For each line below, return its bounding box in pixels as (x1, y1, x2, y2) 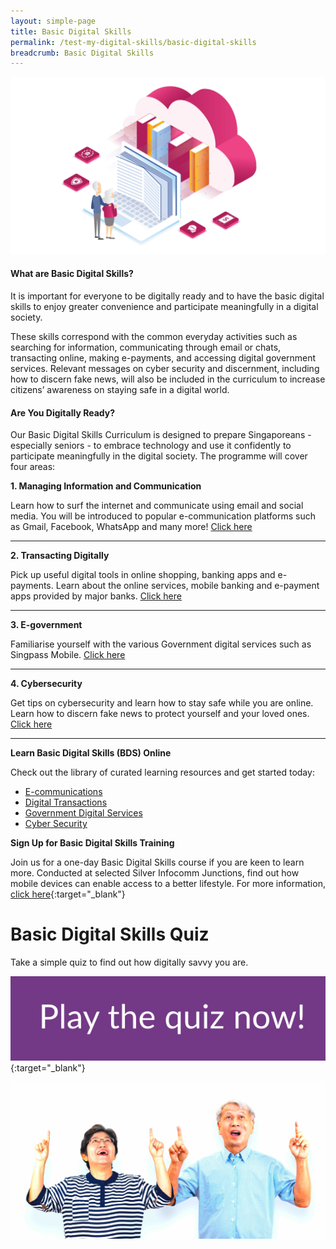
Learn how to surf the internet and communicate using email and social (10, 500, 304, 512)
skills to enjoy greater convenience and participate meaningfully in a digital (10, 300, 319, 312)
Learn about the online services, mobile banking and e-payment (55, 580, 320, 592)
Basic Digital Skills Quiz (10, 923, 210, 946)
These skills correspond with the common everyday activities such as (10, 330, 298, 342)
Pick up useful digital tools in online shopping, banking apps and (10, 569, 276, 581)
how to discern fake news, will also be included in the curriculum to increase (10, 373, 326, 385)
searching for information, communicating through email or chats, (10, 341, 282, 353)
